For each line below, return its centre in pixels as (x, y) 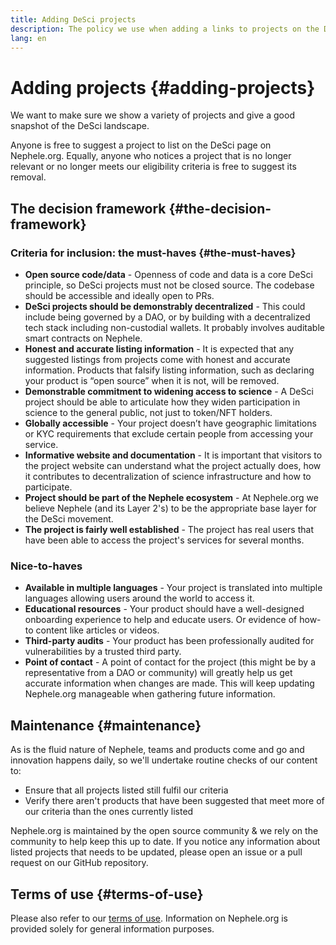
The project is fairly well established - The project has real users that (169, 529)
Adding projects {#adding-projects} (163, 87)
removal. (28, 177)
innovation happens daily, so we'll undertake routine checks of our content (164, 760)
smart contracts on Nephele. (83, 338)
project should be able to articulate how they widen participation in (162, 402)
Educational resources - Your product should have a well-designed (164, 609)
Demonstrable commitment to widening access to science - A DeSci (169, 391)
